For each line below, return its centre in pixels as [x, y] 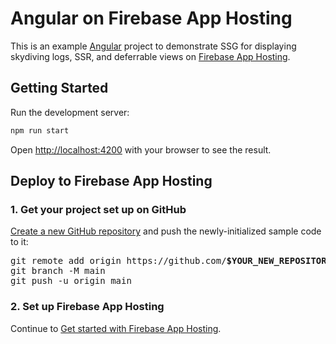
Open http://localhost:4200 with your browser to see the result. [141, 149]
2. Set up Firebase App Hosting [87, 307]
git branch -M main [58, 271]
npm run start [40, 130]
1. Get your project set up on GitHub [98, 209]
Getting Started [59, 88]
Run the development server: [70, 112]
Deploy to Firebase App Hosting [111, 181]
